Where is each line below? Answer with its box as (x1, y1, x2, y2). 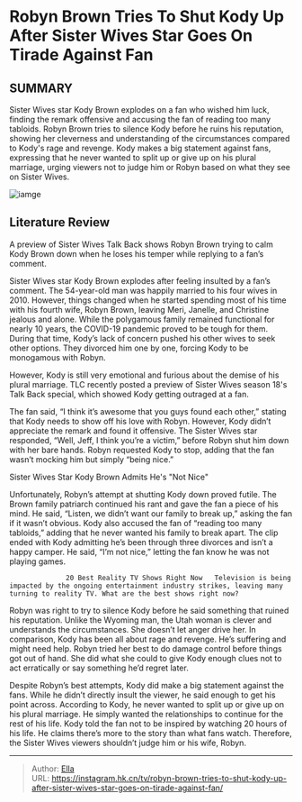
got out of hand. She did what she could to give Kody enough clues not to (9, 652, 282, 663)
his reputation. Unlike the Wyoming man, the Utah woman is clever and (9, 615, 272, 625)
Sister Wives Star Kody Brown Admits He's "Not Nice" (9, 471, 209, 482)
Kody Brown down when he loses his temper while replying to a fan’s (9, 248, 264, 259)
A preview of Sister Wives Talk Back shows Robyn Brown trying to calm (9, 239, 274, 250)
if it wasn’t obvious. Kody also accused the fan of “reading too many (9, 517, 262, 528)
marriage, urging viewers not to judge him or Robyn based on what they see (9, 162, 290, 172)
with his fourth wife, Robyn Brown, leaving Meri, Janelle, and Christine (9, 304, 270, 314)
